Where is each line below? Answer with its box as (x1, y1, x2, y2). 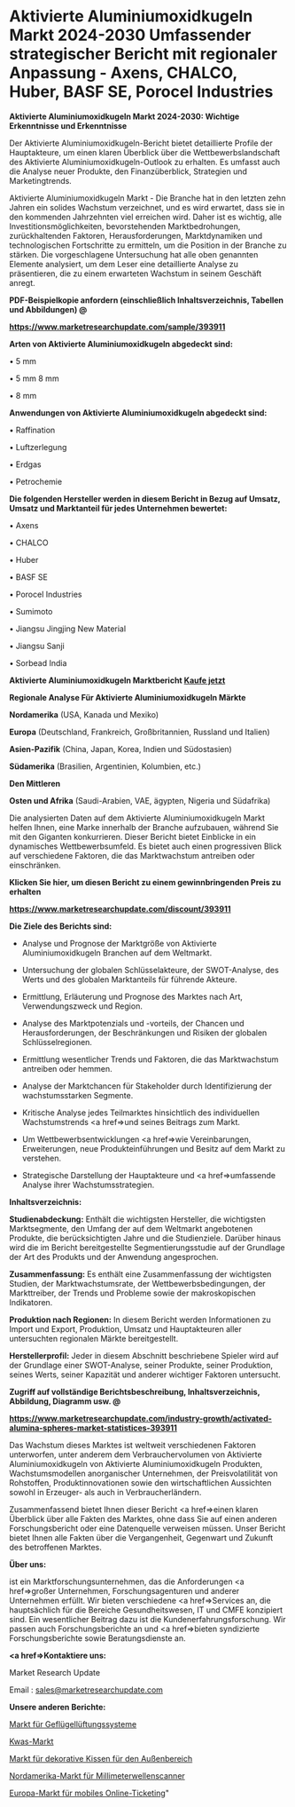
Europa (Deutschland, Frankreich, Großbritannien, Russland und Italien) (9, 726, 270, 737)
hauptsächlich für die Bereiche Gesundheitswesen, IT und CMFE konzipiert (9, 1605, 283, 1615)
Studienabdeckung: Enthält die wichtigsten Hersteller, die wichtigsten (9, 1214, 266, 1224)
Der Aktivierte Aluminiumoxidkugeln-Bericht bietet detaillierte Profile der (9, 138, 273, 148)
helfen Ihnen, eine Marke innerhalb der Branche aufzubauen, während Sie (9, 821, 279, 832)
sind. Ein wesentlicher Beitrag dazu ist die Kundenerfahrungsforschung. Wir (9, 1613, 286, 1624)
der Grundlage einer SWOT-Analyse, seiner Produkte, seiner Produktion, (9, 1359, 273, 1370)
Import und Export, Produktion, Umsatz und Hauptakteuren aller (9, 1323, 242, 1334)
